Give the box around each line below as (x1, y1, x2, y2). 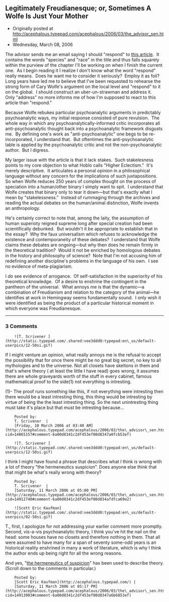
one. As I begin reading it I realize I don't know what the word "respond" (5, 67, 156, 73)
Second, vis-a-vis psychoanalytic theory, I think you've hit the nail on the (5, 529, 156, 535)
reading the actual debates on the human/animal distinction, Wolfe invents (5, 200, 159, 206)
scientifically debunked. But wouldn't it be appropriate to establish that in (5, 225, 158, 231)
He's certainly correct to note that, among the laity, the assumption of (5, 215, 149, 221)
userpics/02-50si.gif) (5, 515, 53, 520)
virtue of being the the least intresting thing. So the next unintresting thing (5, 399, 158, 405)
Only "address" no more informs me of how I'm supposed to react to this (5, 94, 156, 100)
